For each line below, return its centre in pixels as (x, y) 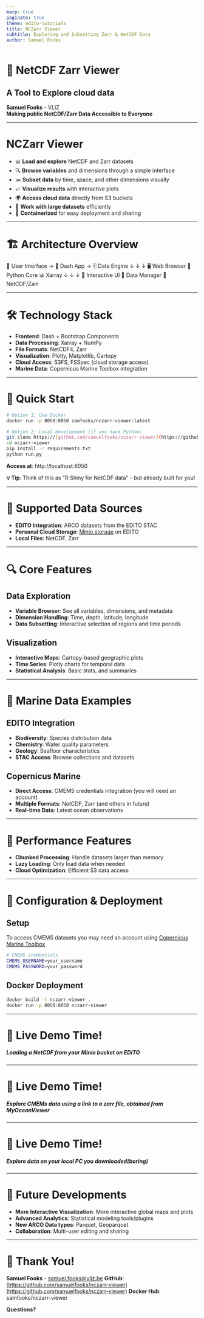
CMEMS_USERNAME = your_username (45, 961)
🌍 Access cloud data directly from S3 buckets (74, 198)
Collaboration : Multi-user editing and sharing (72, 1231)
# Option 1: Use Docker (36, 415)
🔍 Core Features (49, 570)
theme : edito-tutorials (36, 23)
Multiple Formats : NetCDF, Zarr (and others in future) (82, 804)
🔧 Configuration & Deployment (84, 901)
